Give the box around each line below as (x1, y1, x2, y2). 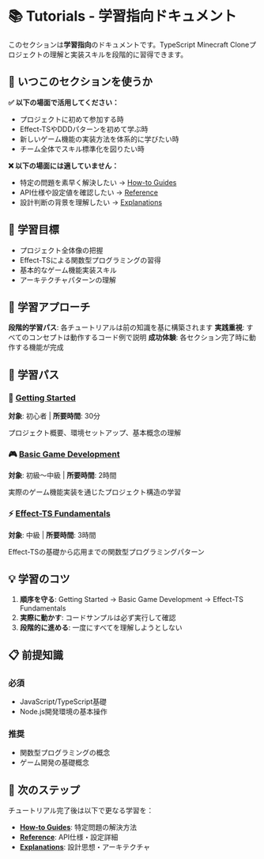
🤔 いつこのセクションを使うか (8, 75, 153, 89)
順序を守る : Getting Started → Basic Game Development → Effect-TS (19, 595, 243, 604)
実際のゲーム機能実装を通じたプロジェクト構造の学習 (8, 487, 182, 497)
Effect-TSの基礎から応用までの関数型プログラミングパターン (8, 547, 206, 556)
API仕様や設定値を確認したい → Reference (19, 187, 158, 197)
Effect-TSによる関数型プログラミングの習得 (19, 255, 162, 265)
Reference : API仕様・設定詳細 (19, 832, 119, 842)
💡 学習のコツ (8, 573, 70, 586)
